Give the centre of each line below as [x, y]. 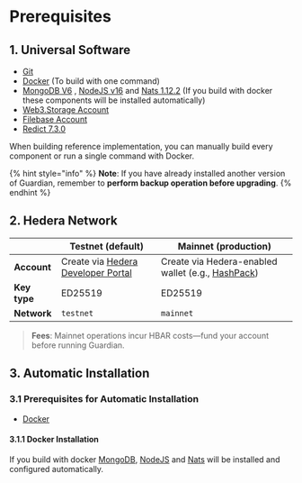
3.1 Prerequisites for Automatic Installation [104, 399]
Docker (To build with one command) [91, 81]
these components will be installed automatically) [114, 100]
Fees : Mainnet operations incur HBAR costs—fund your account [150, 335]
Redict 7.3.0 [44, 129]
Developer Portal [97, 272]
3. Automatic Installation [80, 374]
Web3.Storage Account [66, 109]
